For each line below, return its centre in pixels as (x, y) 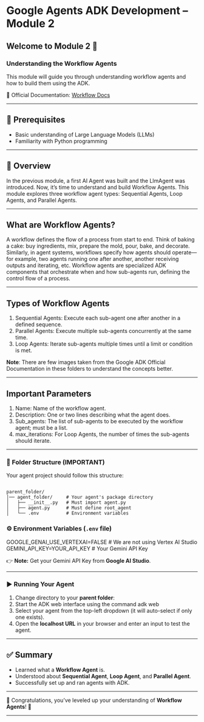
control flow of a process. (39, 279)
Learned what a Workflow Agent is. (60, 670)
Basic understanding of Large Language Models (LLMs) (85, 134)
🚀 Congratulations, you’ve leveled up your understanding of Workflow (94, 700)
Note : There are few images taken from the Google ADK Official (86, 362)
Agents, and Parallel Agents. (42, 200)
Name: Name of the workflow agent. (60, 408)
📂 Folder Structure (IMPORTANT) (56, 462)
